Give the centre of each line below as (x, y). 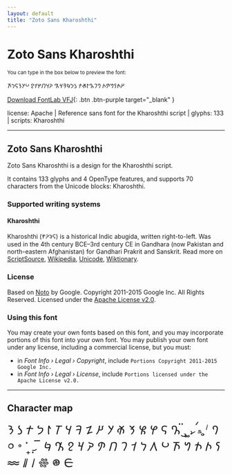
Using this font (32, 317)
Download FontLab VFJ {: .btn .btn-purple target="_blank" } (91, 100)
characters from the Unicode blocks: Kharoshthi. (76, 186)
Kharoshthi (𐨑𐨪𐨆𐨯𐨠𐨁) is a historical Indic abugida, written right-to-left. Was (109, 237)
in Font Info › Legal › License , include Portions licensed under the (113, 374)
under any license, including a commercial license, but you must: (99, 347)
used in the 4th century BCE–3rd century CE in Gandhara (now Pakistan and (116, 244)
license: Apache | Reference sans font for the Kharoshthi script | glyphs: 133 (116, 113)
